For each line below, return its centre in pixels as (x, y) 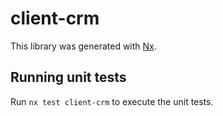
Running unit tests (68, 77)
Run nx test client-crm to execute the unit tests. (112, 101)
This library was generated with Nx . (83, 46)
